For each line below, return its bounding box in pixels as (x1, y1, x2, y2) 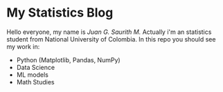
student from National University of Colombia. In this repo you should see (6, 35, 216, 43)
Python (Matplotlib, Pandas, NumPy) (16, 55, 121, 64)
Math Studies (16, 77, 55, 86)
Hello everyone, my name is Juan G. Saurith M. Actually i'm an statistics (6, 28, 212, 36)
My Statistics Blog (6, 5, 114, 21)
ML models (16, 71, 49, 79)
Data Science (16, 63, 55, 71)
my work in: (6, 42, 40, 50)
